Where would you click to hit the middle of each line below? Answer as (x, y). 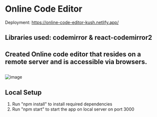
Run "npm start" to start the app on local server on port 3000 (73, 109)
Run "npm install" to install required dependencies (62, 104)
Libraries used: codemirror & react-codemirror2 (79, 38)
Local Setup (24, 92)
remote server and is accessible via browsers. (76, 62)
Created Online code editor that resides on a (73, 54)
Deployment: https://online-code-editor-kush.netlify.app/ (62, 22)
